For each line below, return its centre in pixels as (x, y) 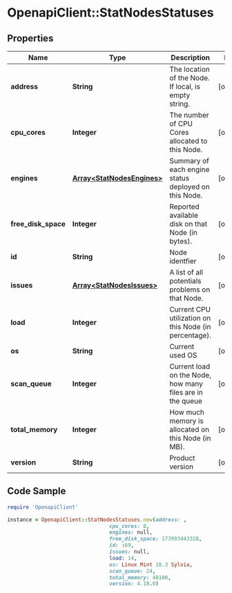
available (184, 215)
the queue (185, 401)
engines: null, (131, 533)
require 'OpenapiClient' (43, 507)
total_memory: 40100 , (140, 577)
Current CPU (190, 309)
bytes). (180, 241)
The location (190, 69)
